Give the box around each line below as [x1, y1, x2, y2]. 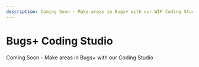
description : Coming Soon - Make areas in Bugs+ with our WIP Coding [6, 8, 182, 15]
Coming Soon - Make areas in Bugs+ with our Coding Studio [6, 54, 154, 61]
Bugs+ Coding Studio [6, 34, 114, 47]
